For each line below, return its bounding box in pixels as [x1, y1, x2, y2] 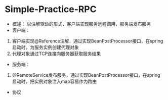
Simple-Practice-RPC [5, 4, 97, 15]
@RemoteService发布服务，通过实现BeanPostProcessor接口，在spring [12, 72, 160, 78]
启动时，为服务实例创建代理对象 [12, 44, 79, 50]
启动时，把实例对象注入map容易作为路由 [12, 78, 97, 84]
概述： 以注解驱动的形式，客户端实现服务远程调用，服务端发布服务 [12, 21, 151, 27]
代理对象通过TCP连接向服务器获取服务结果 [12, 51, 101, 57]
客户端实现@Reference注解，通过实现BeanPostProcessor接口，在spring [12, 38, 163, 44]
